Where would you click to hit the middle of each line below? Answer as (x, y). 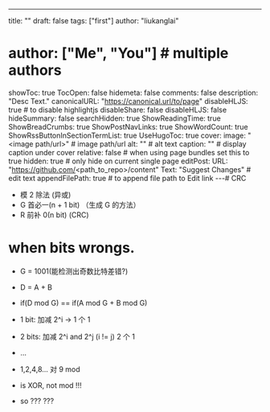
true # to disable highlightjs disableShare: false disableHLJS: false (118, 109)
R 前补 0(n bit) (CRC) (55, 215)
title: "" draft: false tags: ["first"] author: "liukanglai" (94, 21)
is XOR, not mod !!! (51, 385)
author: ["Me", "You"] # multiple (119, 54)
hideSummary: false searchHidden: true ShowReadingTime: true (115, 118)
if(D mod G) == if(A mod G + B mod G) (84, 303)
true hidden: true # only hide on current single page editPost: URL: (118, 161)
